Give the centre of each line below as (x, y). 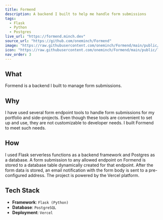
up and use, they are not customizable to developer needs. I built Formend (79, 123)
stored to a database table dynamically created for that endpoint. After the (79, 165)
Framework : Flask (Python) (40, 202)
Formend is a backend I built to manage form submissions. (64, 86)
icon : (10, 50)
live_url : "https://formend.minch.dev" (45, 37)
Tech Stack (22, 191)
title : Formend (20, 9)
